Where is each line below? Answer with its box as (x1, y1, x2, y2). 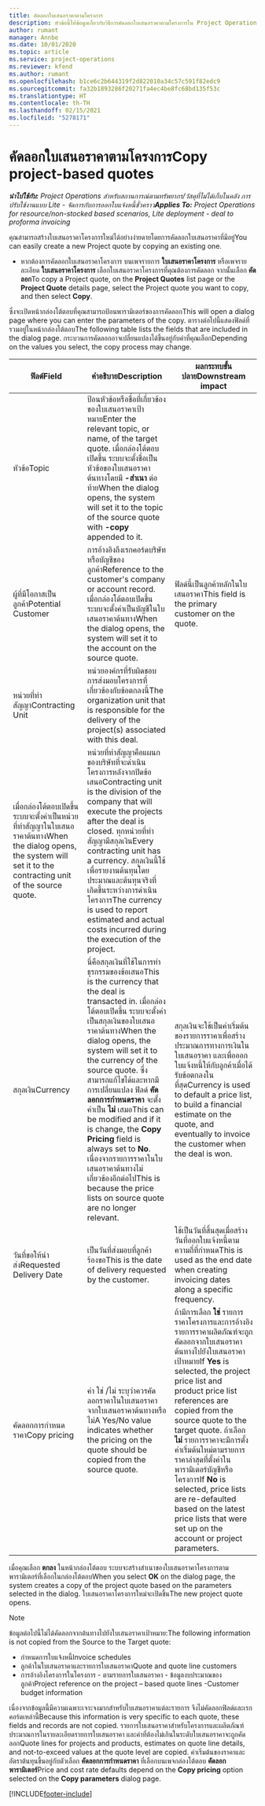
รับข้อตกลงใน (174, 1069, 215, 1080)
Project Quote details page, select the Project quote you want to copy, (20, 283, 249, 292)
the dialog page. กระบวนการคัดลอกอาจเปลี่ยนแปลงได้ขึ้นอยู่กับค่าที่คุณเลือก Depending (9, 333, 248, 342)
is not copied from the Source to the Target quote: (9, 1637, 171, 1646)
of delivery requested (86, 1264, 167, 1275)
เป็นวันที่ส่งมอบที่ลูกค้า (86, 1244, 152, 1255)
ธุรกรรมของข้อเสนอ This (86, 966, 160, 977)
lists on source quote (86, 1192, 164, 1203)
